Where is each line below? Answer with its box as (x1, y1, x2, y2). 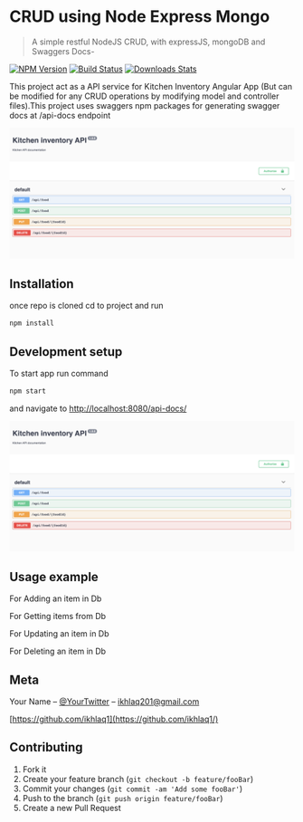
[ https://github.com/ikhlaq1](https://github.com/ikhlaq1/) (9, 713, 219, 725)
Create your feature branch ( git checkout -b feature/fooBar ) (22, 773, 254, 784)
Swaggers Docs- (31, 45, 95, 56)
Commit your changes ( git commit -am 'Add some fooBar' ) (22, 783, 243, 794)
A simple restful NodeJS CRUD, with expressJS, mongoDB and (31, 36, 266, 47)
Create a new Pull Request (22, 802, 122, 813)
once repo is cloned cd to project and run (9, 301, 165, 311)
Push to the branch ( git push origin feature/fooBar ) (22, 792, 223, 803)
